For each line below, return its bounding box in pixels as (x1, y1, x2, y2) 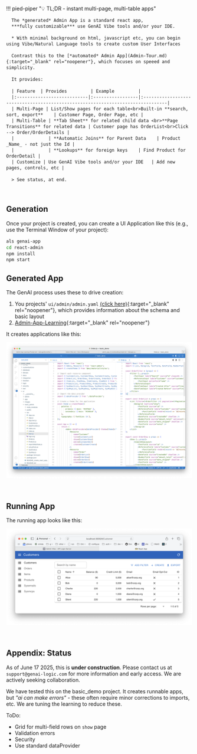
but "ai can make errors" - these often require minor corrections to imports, (6, 694, 190, 701)
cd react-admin (6, 244, 44, 250)
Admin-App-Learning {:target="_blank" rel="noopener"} (14, 319, 150, 326)
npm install (6, 251, 35, 257)
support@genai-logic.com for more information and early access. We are (6, 670, 182, 677)
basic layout (14, 313, 44, 320)
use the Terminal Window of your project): (6, 226, 109, 233)
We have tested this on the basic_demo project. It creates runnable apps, (6, 687, 184, 695)
